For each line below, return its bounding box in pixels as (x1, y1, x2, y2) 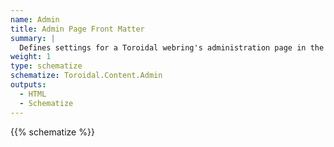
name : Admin (10, 14, 60, 25)
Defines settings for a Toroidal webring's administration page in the (19, 42, 325, 53)
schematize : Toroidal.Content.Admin (10, 71, 163, 81)
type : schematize (10, 61, 83, 71)
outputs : (10, 80, 47, 90)
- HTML (19, 89, 47, 99)
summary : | (10, 33, 56, 43)
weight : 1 (10, 52, 52, 62)
